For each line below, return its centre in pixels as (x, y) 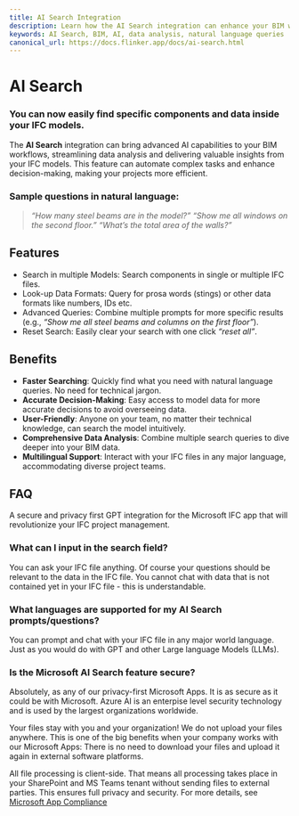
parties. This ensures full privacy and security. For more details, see (133, 793)
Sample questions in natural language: (94, 196)
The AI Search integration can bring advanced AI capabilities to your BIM (143, 144)
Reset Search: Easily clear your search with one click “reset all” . (140, 331)
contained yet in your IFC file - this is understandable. (108, 586)
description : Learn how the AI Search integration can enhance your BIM (147, 26)
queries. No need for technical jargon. (92, 390)
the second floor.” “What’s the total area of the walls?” (132, 225)
